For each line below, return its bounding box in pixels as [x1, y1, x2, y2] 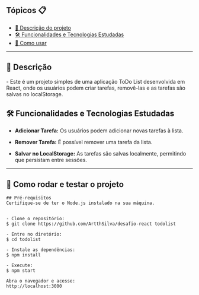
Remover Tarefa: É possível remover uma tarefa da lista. [14, 139, 153, 146]
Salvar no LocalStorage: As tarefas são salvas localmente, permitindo [14, 150, 187, 157]
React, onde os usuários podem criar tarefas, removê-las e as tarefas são [6, 84, 185, 91]
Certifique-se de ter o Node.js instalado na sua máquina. [6, 200, 155, 207]
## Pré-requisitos [6, 195, 52, 201]
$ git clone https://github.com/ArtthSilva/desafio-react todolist [6, 221, 176, 227]
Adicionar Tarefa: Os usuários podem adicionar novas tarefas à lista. [14, 127, 184, 134]
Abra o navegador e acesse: [6, 278, 76, 284]
